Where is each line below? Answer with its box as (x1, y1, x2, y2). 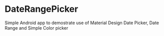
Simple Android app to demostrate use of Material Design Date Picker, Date (4, 20, 159, 26)
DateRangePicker (4, 3, 78, 15)
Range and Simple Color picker (4, 25, 68, 31)
